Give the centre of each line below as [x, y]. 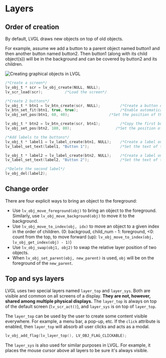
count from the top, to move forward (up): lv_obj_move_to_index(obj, [83, 237]
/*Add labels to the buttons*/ [37, 137]
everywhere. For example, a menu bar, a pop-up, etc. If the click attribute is [83, 321]
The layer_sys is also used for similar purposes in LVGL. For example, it [78, 345]
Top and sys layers [35, 279]
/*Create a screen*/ [26, 83]
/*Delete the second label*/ [35, 169]
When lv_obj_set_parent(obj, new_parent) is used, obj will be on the [83, 257]
